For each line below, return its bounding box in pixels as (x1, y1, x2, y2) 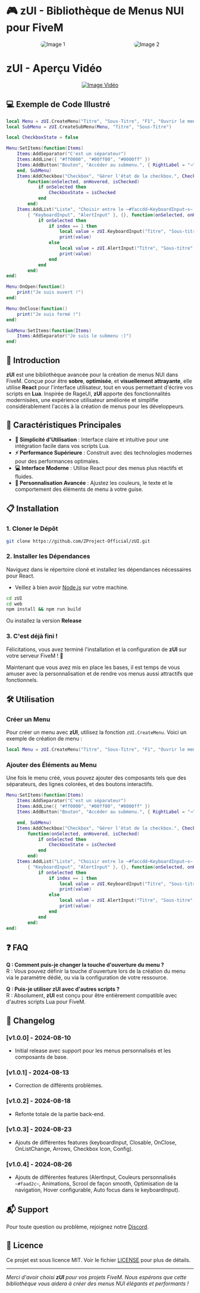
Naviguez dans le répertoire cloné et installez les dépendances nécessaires (6, 566, 192, 573)
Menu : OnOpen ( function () (6, 284, 65, 290)
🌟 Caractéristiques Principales (6, 420, 121, 430)
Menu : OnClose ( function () (6, 305, 68, 312)
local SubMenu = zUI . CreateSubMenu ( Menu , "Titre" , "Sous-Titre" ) (6, 124, 172, 130)
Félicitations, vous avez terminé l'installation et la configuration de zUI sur (6, 646, 187, 653)
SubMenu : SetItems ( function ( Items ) (6, 327, 92, 334)
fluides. (14, 472, 34, 480)
